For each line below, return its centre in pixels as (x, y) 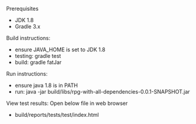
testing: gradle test (38, 56)
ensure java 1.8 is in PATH (46, 85)
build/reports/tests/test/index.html (57, 115)
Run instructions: (27, 74)
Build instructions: (28, 38)
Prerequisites (22, 9)
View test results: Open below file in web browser (67, 103)
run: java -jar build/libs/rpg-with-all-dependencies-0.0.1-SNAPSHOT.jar (102, 92)
